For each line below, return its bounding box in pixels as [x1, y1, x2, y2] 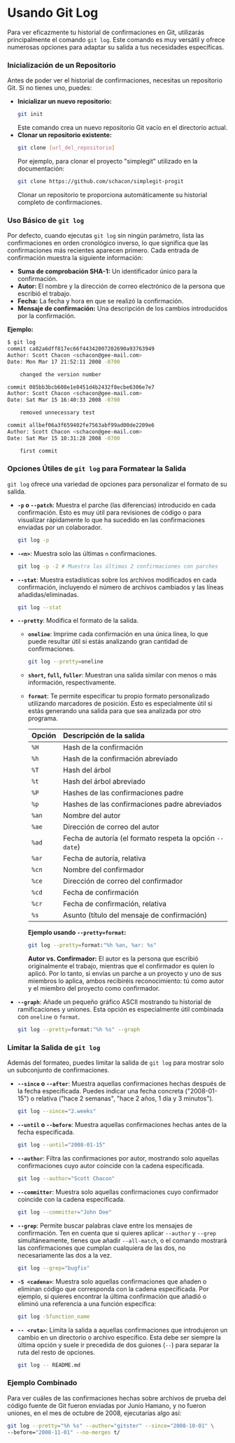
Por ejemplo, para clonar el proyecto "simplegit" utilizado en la [17, 157, 198, 165]
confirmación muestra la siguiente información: [7, 254, 143, 262]
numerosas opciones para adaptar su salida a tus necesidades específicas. [7, 43, 225, 51]
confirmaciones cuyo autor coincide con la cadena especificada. [17, 1162, 204, 1170]
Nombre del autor [62, 811, 121, 821]
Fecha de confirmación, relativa [62, 899, 166, 909]
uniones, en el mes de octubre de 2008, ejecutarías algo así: [7, 1409, 182, 1417]
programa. [27, 715, 58, 723]
